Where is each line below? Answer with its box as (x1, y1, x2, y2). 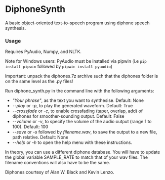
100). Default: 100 (12, 124, 48, 130)
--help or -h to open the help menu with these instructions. (12, 139, 132, 145)
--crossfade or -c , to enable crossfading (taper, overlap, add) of (12, 108, 143, 114)
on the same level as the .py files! (5, 78, 73, 85)
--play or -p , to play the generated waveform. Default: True (12, 103, 133, 109)
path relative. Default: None (12, 135, 69, 140)
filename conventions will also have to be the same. (5, 160, 110, 166)
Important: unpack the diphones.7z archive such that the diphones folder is (5, 73, 158, 79)
